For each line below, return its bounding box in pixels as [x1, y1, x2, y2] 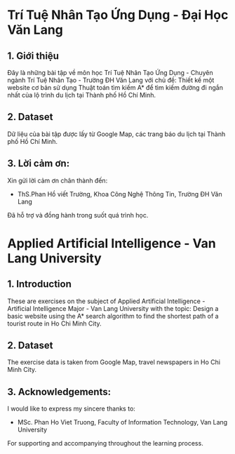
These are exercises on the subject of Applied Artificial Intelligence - [7, 297, 206, 305]
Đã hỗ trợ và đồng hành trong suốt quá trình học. [7, 211, 149, 219]
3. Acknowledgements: [7, 386, 111, 398]
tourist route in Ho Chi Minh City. [7, 319, 102, 328]
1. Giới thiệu [7, 50, 60, 62]
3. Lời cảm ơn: [7, 158, 70, 170]
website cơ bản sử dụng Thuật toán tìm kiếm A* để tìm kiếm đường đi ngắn [7, 84, 223, 91]
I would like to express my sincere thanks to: [7, 404, 135, 413]
